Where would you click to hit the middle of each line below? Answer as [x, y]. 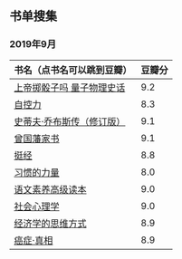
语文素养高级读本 [51, 189]
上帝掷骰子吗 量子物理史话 [70, 87]
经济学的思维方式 [51, 223]
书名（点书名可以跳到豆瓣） [73, 70]
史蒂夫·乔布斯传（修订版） [70, 121]
